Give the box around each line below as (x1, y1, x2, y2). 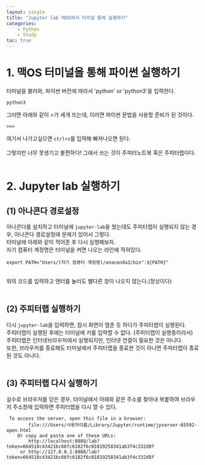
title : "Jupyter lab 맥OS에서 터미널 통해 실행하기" (6, 15, 129, 21)
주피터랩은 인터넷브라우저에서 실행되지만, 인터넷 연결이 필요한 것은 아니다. (6, 336, 183, 344)
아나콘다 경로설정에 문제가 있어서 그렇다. (14, 231, 111, 238)
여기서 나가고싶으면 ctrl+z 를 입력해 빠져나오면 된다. (6, 134, 131, 142)
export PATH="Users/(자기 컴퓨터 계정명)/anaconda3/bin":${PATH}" (6, 259, 169, 266)
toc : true (6, 37, 32, 44)
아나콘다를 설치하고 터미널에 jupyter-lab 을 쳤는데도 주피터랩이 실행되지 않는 (6, 223, 190, 230)
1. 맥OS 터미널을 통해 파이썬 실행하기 (6, 66, 181, 80)
